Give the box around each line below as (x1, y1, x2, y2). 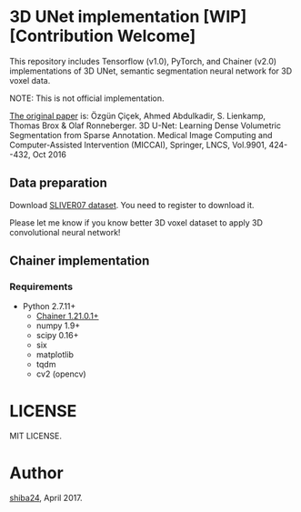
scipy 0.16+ (35, 330, 79, 341)
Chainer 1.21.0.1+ (35, 311, 99, 322)
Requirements (9, 280, 74, 293)
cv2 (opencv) (35, 368, 86, 379)
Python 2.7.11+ (22, 301, 76, 312)
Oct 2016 (32, 148, 66, 160)
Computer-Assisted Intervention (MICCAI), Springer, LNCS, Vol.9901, (9, 139, 267, 150)
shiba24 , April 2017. (9, 493, 84, 504)
